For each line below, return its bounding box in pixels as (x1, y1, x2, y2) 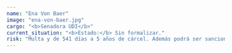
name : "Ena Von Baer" (6, 10, 69, 17)
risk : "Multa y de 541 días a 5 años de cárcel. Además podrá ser (6, 36, 202, 43)
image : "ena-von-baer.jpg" (6, 17, 84, 23)
